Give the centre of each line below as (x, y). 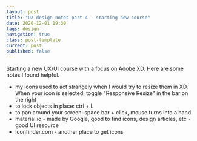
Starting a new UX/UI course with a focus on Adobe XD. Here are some (95, 68)
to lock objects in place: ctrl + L (54, 106)
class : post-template (34, 40)
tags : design (23, 29)
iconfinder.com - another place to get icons (69, 131)
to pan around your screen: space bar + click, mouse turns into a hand (103, 112)
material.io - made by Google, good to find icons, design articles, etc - (103, 119)
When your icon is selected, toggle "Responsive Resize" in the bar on (102, 93)
